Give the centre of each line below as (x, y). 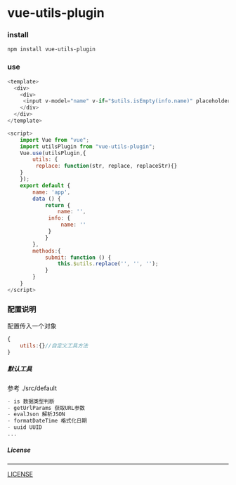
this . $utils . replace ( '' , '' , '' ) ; (108, 264)
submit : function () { (78, 258)
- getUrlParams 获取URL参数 (46, 408)
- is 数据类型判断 (31, 401)
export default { (45, 185)
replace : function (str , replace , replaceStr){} (106, 166)
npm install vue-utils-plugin (52, 49)
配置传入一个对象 (32, 326)
